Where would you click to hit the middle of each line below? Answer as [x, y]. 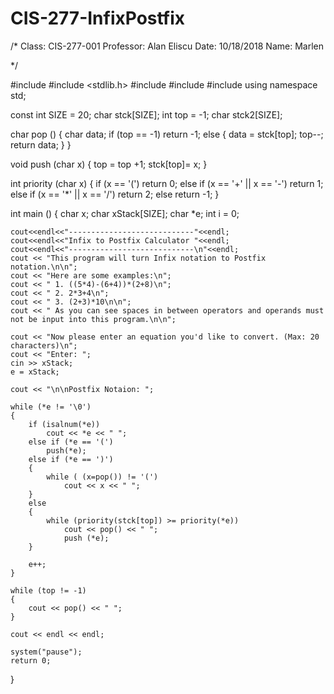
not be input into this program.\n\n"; [93, 319]
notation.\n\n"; [44, 267]
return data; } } [41, 144]
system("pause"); [46, 652]
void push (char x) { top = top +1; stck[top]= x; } [109, 164]
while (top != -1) [48, 590]
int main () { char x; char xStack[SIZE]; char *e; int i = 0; [125, 213]
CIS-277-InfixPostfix [98, 18]
